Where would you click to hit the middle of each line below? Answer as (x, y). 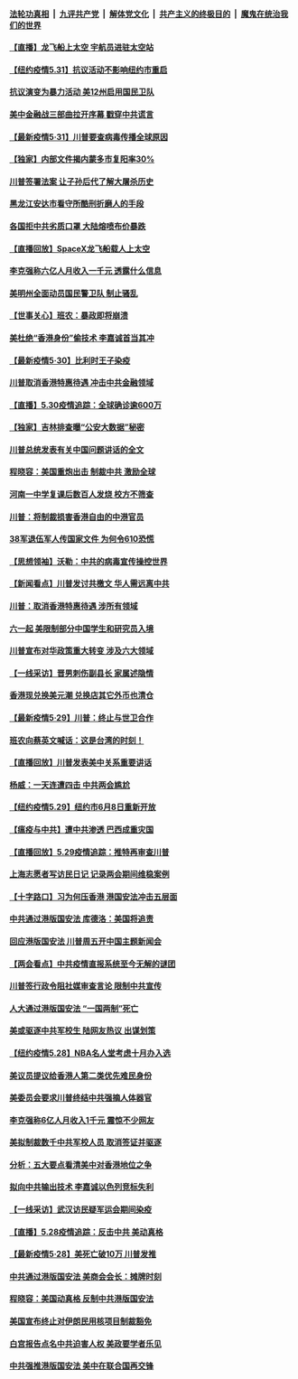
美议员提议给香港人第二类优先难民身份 (80, 1076)
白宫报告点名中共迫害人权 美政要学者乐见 (86, 1343)
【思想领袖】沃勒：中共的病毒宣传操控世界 (88, 561)
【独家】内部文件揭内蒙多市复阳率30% (82, 159)
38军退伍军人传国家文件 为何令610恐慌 (82, 539)
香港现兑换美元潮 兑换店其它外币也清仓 (82, 695)
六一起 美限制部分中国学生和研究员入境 (82, 629)
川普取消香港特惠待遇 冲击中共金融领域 (82, 383)
